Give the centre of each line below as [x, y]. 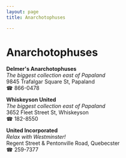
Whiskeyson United [31, 100]
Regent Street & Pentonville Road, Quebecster [63, 143]
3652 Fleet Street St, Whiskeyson [47, 112]
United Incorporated [32, 130]
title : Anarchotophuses [36, 17]
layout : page [22, 12]
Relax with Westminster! [36, 137]
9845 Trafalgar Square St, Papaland [50, 82]
